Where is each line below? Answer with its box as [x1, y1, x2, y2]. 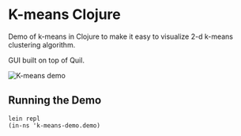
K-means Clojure [8, 6, 121, 24]
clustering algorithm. [8, 40, 76, 49]
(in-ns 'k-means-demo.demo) [8, 121, 101, 130]
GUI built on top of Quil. [8, 55, 85, 65]
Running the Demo [8, 93, 102, 108]
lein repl [8, 115, 41, 123]
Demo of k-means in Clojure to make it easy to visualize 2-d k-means [8, 32, 233, 41]
